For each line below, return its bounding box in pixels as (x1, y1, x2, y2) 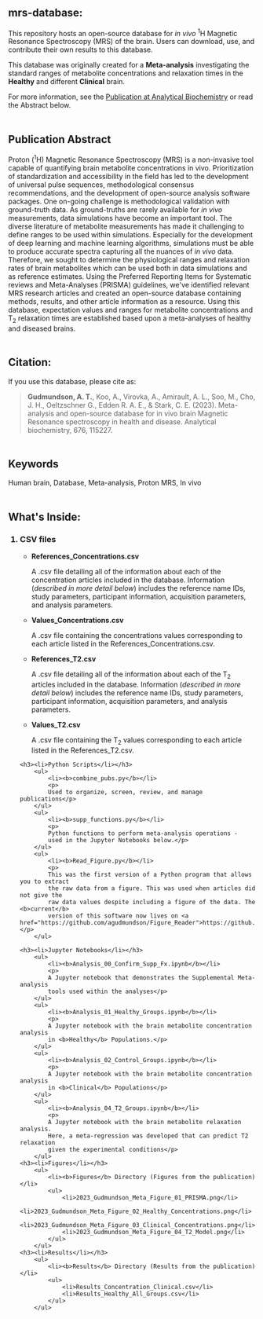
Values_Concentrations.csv (31, 616, 124, 625)
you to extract (19, 878, 70, 885)
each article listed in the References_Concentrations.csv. (31, 639, 216, 649)
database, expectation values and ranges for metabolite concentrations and (8, 305, 254, 314)
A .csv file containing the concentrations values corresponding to (31, 631, 243, 640)
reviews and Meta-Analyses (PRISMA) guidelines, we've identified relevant (8, 280, 250, 289)
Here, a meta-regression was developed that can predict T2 (48, 1131, 249, 1140)
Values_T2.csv (31, 720, 81, 729)
